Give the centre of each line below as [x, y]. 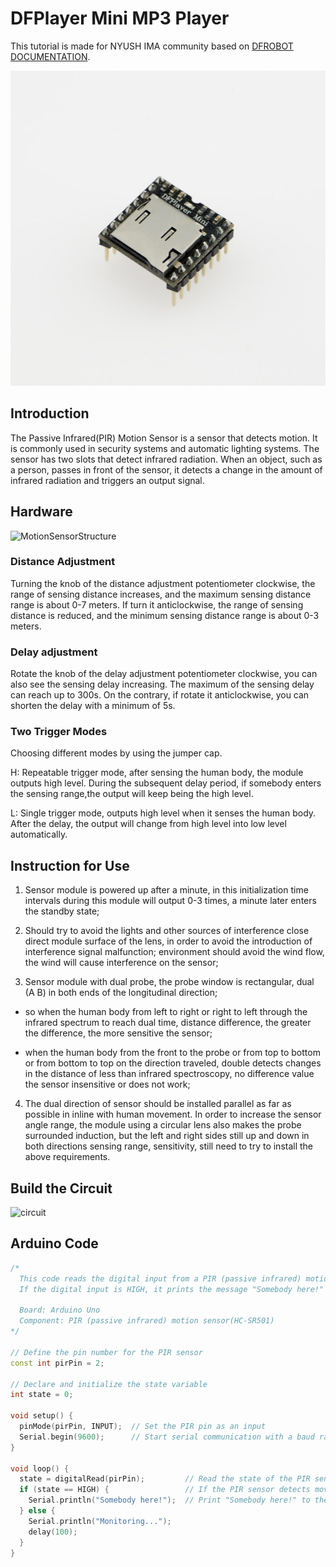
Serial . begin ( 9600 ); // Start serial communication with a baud [167, 1437]
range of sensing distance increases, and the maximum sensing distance [161, 594]
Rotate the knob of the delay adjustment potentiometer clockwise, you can [164, 674]
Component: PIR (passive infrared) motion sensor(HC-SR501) [147, 1321]
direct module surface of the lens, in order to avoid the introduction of [168, 941]
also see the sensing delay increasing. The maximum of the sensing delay [162, 684]
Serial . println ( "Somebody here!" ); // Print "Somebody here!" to [169, 1500]
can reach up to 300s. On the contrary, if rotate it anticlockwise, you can [160, 695]
